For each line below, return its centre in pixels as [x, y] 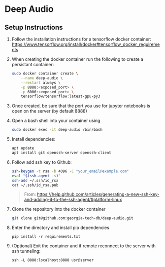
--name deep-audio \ [42, 78]
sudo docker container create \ [45, 74]
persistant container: [33, 64]
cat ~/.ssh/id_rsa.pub [35, 185]
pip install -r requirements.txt [46, 237]
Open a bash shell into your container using [56, 121]
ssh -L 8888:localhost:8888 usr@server [53, 260]
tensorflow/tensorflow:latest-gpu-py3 [61, 96]
